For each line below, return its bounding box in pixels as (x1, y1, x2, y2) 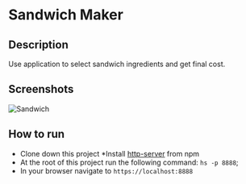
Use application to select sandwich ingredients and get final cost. (8, 59, 226, 69)
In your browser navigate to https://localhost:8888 (19, 165, 194, 175)
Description (8, 38, 69, 52)
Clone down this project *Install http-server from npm (19, 148, 200, 158)
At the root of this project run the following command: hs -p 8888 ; (19, 157, 240, 167)
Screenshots (8, 82, 74, 96)
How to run (8, 128, 65, 141)
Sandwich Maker (8, 6, 123, 24)
